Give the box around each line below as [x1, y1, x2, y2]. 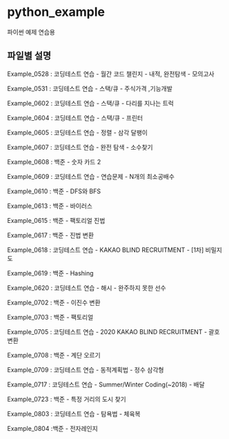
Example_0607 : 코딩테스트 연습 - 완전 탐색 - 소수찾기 [7, 143, 153, 151]
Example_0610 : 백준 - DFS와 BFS [7, 187, 101, 195]
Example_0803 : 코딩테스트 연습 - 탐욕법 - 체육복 [7, 409, 141, 418]
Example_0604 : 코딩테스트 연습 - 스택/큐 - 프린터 [7, 113, 143, 121]
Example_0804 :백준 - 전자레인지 [7, 424, 98, 432]
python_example [7, 4, 106, 20]
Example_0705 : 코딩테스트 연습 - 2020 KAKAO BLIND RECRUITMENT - [7, 327, 208, 335]
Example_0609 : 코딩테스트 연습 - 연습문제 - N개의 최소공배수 [7, 172, 175, 180]
